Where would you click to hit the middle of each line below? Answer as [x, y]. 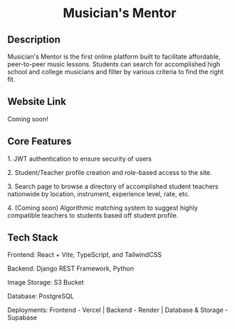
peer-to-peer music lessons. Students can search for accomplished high [114, 64]
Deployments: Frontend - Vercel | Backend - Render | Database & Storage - [118, 310]
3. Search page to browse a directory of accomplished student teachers [113, 186]
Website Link [37, 102]
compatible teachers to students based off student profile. [93, 215]
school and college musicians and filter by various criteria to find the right [116, 72]
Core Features [40, 142]
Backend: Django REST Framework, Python [70, 268]
